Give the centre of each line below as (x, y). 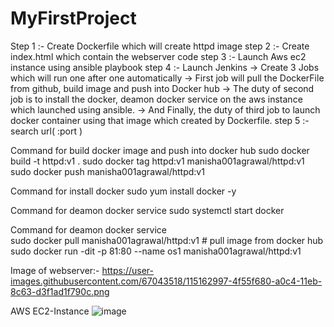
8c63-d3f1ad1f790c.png (60, 291)
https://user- (128, 270)
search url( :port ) (46, 131)
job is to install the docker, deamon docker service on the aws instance (156, 99)
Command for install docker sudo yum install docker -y (123, 191)
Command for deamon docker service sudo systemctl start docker (147, 210)
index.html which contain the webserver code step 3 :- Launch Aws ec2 (158, 56)
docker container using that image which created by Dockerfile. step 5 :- (160, 120)
